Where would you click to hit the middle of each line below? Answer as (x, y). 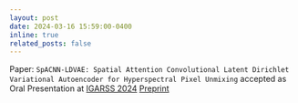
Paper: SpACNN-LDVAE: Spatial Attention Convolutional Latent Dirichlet (149, 69)
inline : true (34, 35)
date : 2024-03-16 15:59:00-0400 (71, 26)
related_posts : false (51, 43)
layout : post (34, 18)
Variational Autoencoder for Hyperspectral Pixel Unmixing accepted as (148, 79)
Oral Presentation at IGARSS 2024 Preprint (90, 88)
